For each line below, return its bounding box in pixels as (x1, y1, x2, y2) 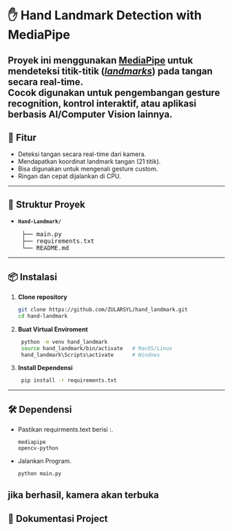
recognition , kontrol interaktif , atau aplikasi (8, 97, 197, 109)
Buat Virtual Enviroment (17, 325, 88, 334)
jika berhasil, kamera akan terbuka (8, 490, 159, 501)
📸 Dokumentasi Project (8, 512, 108, 524)
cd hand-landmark (17, 312, 68, 320)
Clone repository (17, 293, 67, 301)
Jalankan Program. (17, 457, 72, 465)
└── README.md (21, 244, 70, 252)
